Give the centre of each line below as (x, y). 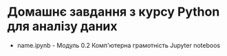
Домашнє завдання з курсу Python (113, 12)
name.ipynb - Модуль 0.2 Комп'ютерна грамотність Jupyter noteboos (119, 45)
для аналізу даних (62, 26)
